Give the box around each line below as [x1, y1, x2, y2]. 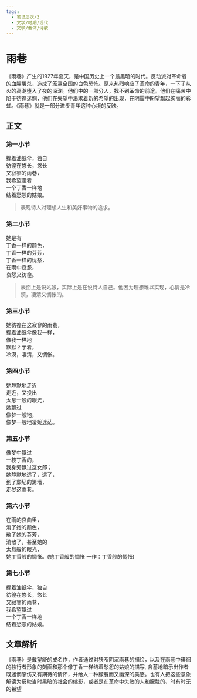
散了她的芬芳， [6, 531, 42, 538]
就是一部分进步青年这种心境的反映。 [34, 102, 122, 109]
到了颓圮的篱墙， [6, 479, 47, 486]
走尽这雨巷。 [6, 486, 37, 493]
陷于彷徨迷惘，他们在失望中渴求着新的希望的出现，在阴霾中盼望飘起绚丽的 [6, 95, 186, 102]
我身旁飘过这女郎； [6, 464, 53, 471]
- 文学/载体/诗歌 [11, 25, 49, 31]
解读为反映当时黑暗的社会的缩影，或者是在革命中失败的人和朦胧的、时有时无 [6, 678, 191, 685]
